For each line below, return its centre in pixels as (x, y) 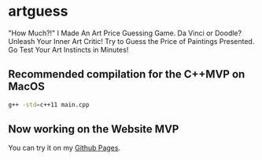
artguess (38, 11)
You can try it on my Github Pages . (64, 148)
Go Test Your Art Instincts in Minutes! (68, 49)
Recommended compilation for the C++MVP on (127, 74)
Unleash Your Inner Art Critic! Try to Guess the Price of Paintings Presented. (131, 41)
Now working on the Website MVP (94, 129)
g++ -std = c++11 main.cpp (49, 104)
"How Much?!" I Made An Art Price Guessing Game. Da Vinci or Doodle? (125, 33)
